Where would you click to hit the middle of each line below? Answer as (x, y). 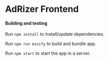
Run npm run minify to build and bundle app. (51, 44)
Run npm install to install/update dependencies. (55, 34)
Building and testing (26, 23)
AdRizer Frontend (42, 9)
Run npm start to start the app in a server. (48, 54)
